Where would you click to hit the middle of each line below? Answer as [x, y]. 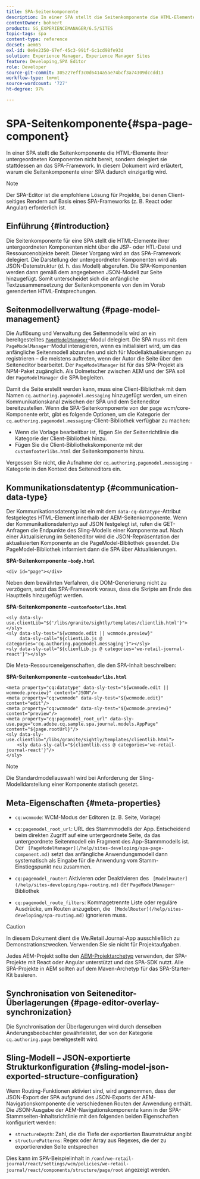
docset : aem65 [24, 45]
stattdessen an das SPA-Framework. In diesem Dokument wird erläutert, [95, 165]
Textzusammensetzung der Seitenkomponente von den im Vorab [86, 285]
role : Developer [26, 67]
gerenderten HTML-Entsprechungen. [51, 291]
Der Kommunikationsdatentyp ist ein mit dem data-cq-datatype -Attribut [93, 512]
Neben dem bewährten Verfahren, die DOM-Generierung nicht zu [86, 583]
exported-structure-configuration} [72, 1076]
